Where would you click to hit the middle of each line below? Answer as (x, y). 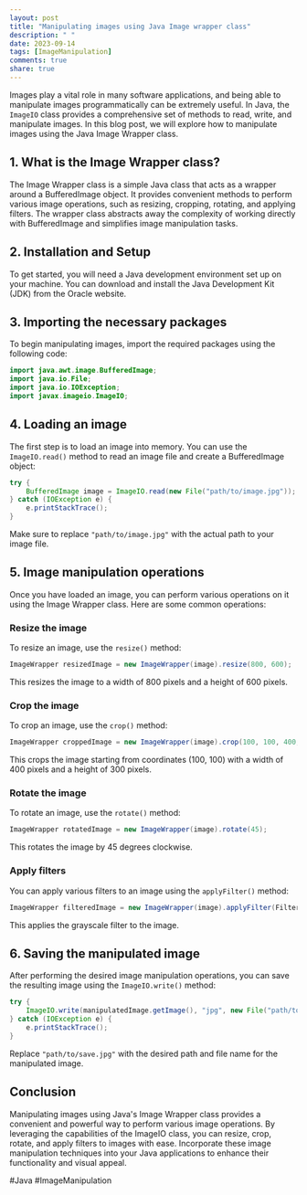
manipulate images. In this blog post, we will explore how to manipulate (143, 123)
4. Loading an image (69, 424)
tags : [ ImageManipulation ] (61, 52)
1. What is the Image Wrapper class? (115, 162)
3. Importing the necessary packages (118, 322)
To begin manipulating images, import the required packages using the (143, 344)
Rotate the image (48, 793)
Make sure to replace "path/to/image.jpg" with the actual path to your (142, 534)
